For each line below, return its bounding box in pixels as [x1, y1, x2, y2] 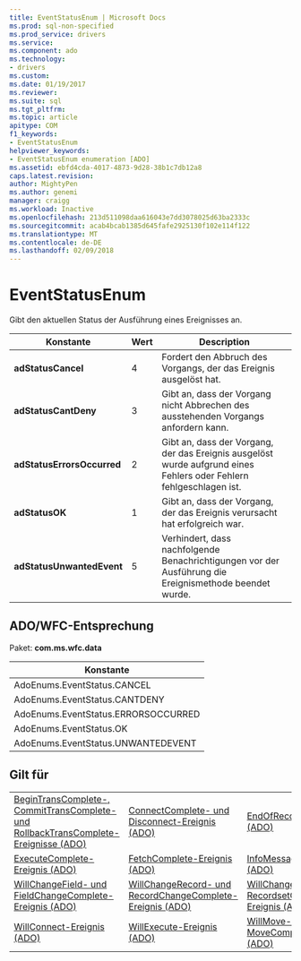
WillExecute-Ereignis [128, 920, 218, 932]
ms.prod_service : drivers [9, 30, 106, 39]
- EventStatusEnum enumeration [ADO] [9, 154, 150, 164]
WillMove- [246, 914, 292, 927]
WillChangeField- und [13, 878, 107, 890]
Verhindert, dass [161, 532, 231, 545]
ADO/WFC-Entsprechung [9, 619, 154, 634]
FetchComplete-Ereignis [128, 852, 233, 864]
